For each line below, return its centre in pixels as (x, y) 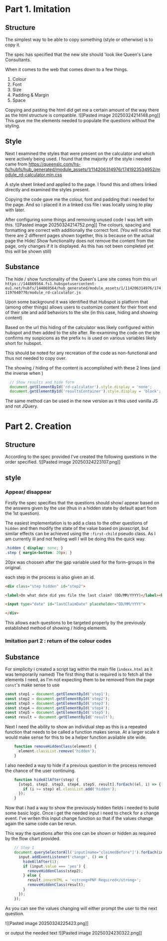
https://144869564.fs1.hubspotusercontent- (51, 284)
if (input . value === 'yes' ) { (54, 866)
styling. (13, 126)
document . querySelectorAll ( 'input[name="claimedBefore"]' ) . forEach (85, 853)
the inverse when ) (24, 373)
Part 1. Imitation (38, 9)
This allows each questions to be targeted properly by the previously (75, 623)
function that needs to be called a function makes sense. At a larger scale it (83, 732)
